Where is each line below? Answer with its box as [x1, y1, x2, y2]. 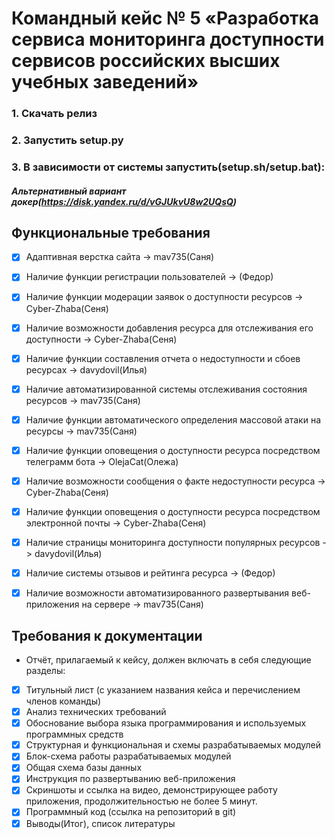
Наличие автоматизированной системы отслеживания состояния [25, 383, 308, 395]
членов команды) [25, 695, 102, 707]
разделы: [25, 664, 66, 676]
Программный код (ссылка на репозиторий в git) [25, 806, 237, 818]
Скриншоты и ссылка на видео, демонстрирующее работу [25, 784, 278, 796]
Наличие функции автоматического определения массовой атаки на [25, 413, 321, 426]
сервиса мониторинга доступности [11, 28, 325, 51]
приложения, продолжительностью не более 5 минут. [25, 795, 258, 807]
